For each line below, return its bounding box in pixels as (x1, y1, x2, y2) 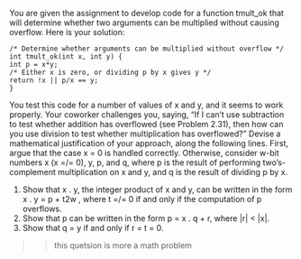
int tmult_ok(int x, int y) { (9, 52, 123, 61)
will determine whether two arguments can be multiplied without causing (9, 17, 279, 28)
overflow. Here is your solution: (9, 27, 125, 37)
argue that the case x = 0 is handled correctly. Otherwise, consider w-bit (9, 148, 279, 158)
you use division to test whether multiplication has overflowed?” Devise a (9, 128, 281, 139)
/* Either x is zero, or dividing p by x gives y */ (9, 68, 212, 77)
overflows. (22, 203, 62, 214)
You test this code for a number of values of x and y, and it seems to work (9, 99, 284, 110)
